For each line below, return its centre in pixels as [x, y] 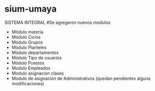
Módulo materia [27, 32]
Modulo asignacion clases [38, 73]
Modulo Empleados [31, 68]
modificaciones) [28, 83]
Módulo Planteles [29, 47]
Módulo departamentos [35, 53]
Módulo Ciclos [26, 37]
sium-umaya [31, 9]
